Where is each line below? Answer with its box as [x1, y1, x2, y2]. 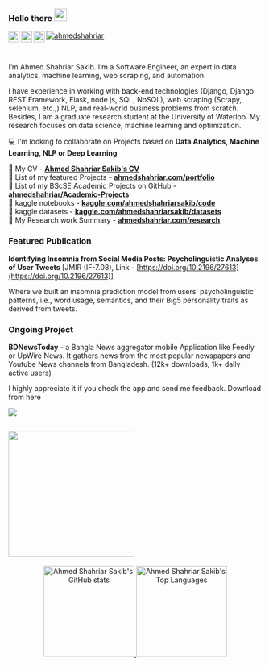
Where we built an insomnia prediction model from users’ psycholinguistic [8, 286, 255, 296]
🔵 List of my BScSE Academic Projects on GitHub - [8, 181, 177, 191]
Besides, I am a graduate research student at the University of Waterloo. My [8, 112, 260, 122]
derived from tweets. [8, 303, 78, 314]
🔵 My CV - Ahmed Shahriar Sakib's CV [8, 164, 140, 173]
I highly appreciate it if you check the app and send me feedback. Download [8, 383, 262, 393]
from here [8, 392, 42, 402]
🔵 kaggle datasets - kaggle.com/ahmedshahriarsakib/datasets [8, 206, 221, 217]
